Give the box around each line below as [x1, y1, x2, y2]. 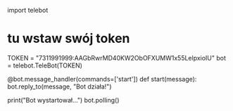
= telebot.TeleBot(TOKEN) [7, 61, 83, 70]
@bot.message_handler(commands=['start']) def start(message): [7, 74, 197, 83]
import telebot [7, 6, 49, 14]
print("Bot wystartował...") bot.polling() [7, 96, 120, 104]
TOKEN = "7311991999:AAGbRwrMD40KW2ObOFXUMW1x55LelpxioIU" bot [7, 53, 227, 62]
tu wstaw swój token [7, 31, 130, 46]
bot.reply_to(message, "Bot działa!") [7, 82, 112, 91]
